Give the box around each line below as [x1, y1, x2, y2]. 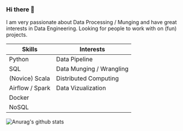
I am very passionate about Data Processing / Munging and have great [6, 19, 177, 26]
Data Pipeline [56, 55, 93, 64]
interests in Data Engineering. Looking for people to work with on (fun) [6, 25, 177, 32]
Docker [9, 94, 29, 102]
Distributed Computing [56, 74, 119, 83]
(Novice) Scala [9, 74, 50, 83]
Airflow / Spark [9, 84, 51, 92]
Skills [22, 45, 38, 54]
